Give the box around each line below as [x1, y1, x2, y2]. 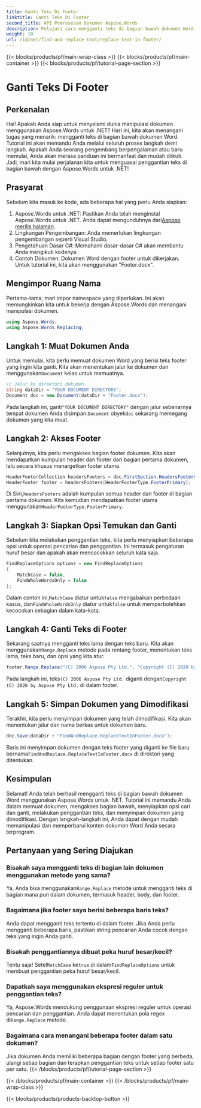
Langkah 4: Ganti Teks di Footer [6, 624, 127, 634]
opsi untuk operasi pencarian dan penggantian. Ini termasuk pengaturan [6, 543, 184, 550]
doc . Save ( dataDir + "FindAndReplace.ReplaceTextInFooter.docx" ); [6, 733, 172, 739]
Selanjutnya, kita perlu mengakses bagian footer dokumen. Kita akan [6, 449, 176, 456]
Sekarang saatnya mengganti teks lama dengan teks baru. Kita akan [6, 640, 174, 647]
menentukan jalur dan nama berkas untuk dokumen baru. [6, 721, 148, 728]
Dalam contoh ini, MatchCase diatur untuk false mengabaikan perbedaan [6, 594, 181, 601]
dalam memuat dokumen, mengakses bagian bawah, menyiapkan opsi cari [6, 802, 190, 810]
